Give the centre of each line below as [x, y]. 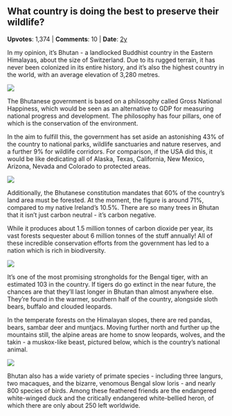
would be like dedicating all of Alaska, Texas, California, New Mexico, [106, 158]
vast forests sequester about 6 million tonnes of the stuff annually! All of [110, 235]
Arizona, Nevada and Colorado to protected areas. [79, 166]
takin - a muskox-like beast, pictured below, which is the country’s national [114, 342]
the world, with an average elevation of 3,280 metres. [84, 74]
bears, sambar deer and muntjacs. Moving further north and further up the [114, 327]
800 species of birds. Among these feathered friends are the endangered [112, 390]
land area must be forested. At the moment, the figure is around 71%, [106, 200]
